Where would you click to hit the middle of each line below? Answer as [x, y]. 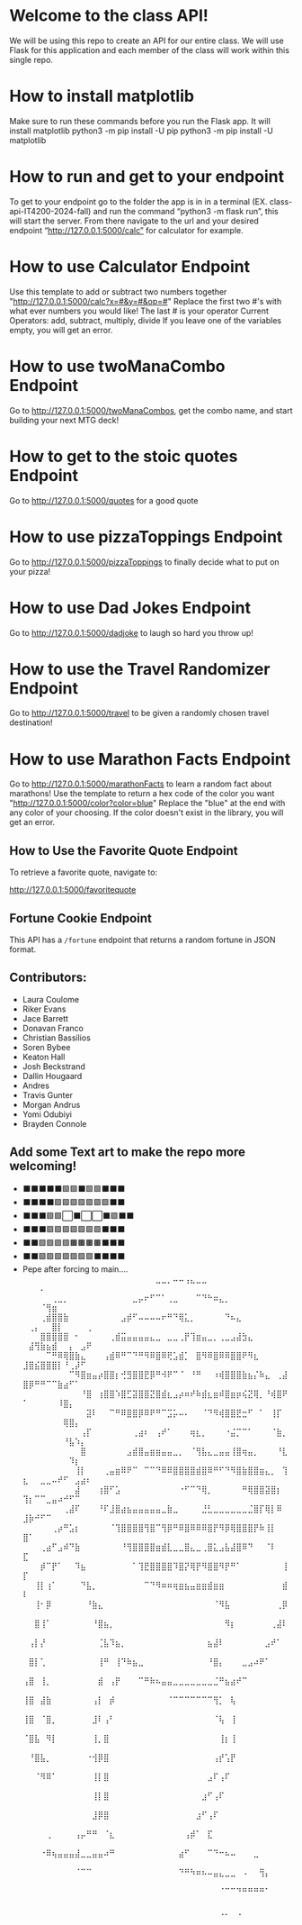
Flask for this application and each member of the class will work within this [150, 50]
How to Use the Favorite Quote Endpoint [124, 851]
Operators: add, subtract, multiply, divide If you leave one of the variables [145, 320]
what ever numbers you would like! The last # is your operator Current [139, 311]
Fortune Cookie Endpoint [81, 918]
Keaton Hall [44, 1057]
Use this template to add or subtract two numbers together [118, 291]
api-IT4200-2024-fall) [50, 211]
